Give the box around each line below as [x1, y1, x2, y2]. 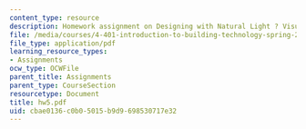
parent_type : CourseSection [9, 81, 117, 90]
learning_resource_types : [9, 47, 107, 56]
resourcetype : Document [9, 89, 100, 98]
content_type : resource [9, 13, 100, 23]
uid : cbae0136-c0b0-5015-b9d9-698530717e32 [9, 106, 178, 115]
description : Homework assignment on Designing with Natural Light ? [9, 22, 280, 31]
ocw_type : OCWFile [9, 64, 79, 74]
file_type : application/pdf [9, 38, 117, 48]
